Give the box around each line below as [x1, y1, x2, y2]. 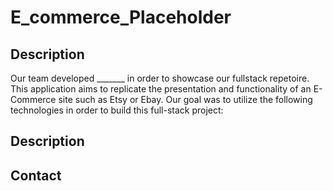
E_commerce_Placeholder [10, 6, 232, 29]
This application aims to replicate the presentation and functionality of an [10, 83, 312, 95]
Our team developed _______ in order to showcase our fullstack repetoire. [10, 72, 310, 84]
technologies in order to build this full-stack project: [10, 104, 224, 116]
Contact [10, 167, 62, 184]
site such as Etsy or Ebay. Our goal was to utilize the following [58, 94, 313, 105]
